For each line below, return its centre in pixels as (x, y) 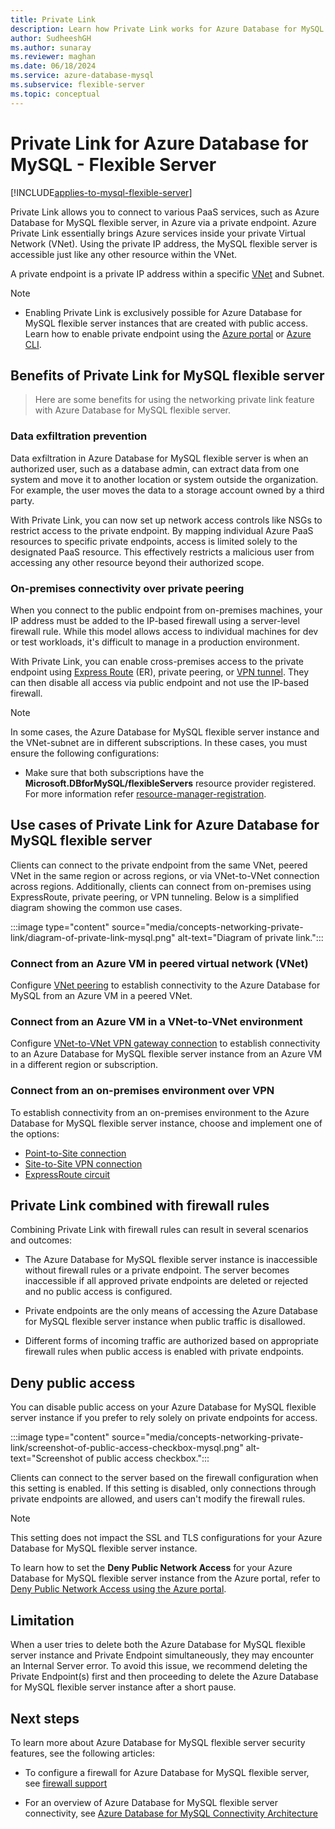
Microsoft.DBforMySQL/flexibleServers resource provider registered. (170, 783)
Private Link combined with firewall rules (140, 1206)
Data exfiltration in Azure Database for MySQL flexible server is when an (159, 458)
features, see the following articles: (82, 1753)
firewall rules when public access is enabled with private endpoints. (164, 1352)
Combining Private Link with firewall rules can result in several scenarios (159, 1230)
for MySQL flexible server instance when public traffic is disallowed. (165, 1322)
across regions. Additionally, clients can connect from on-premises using (161, 886)
